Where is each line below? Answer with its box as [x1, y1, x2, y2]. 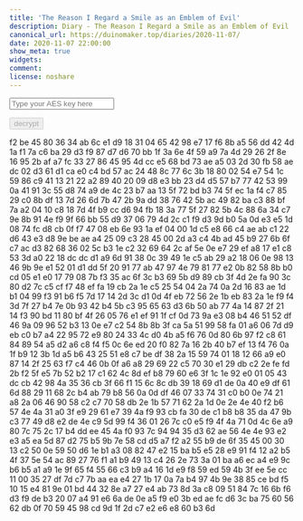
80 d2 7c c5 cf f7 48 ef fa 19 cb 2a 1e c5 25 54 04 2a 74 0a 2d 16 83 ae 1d [9, 281, 287, 292]
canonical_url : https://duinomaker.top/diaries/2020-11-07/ [9, 30, 241, 39]
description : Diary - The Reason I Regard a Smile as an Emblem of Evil [9, 22, 289, 31]
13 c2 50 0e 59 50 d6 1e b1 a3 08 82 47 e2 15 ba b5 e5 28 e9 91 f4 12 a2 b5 [9, 445, 291, 456]
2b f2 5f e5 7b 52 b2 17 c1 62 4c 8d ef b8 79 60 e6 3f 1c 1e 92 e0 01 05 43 [9, 368, 288, 379]
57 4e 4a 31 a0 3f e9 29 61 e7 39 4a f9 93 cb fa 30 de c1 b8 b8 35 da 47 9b [9, 406, 292, 417]
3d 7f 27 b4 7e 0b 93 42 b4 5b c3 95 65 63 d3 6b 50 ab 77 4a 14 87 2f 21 [9, 300, 285, 311]
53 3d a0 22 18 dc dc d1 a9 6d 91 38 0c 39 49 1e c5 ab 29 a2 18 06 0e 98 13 [9, 252, 294, 263]
